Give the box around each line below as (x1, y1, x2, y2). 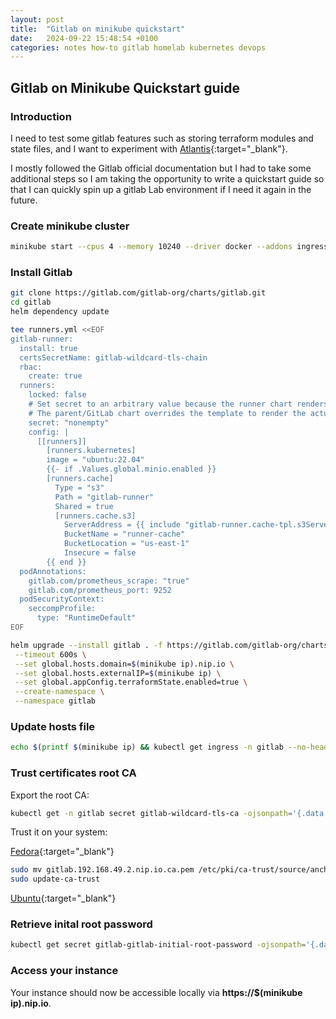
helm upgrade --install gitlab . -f (10, 640, 163, 650)
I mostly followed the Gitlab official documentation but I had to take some (10, 162, 312, 174)
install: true (19, 343, 78, 353)
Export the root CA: (10, 789, 90, 801)
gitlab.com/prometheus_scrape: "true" (28, 576, 190, 586)
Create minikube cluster (10, 219, 130, 233)
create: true (28, 371, 83, 381)
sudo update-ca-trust (10, 874, 101, 885)
